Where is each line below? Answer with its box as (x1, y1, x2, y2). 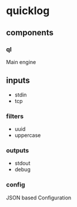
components (6, 28, 54, 38)
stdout (14, 160, 31, 167)
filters (6, 112, 24, 120)
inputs (6, 75, 31, 86)
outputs (6, 146, 29, 154)
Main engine (6, 58, 36, 65)
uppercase (14, 131, 41, 139)
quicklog (6, 4, 50, 18)
